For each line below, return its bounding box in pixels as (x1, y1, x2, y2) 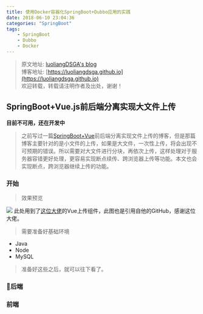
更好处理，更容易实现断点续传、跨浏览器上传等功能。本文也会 (42, 155, 198, 162)
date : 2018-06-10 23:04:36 (6, 15, 75, 21)
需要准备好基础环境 (21, 227, 70, 235)
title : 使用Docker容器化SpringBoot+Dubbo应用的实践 (6, 9, 131, 15)
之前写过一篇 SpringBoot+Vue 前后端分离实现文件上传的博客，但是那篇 (21, 132, 196, 139)
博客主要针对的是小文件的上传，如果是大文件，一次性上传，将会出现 (21, 140, 192, 147)
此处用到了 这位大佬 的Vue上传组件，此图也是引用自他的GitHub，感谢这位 (13, 207, 196, 214)
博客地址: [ (21, 68, 48, 75)
